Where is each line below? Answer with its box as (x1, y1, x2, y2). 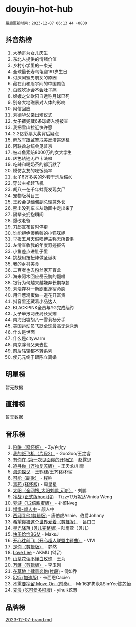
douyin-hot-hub (5, 3, 73, 15)
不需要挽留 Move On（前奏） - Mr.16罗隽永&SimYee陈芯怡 (12, 581, 131, 587)
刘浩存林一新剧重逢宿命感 (12, 286, 66, 292)
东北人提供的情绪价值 (12, 56, 57, 62)
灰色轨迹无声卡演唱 (12, 155, 53, 161)
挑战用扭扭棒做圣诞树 (12, 254, 57, 260)
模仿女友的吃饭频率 (12, 167, 53, 173)
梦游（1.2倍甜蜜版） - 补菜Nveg (12, 500, 78, 506)
